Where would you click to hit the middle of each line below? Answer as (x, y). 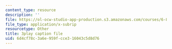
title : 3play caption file (34, 34)
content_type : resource (31, 10)
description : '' (23, 15)
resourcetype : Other (27, 29)
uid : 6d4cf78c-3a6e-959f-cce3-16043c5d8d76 (52, 39)
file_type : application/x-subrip (41, 24)
